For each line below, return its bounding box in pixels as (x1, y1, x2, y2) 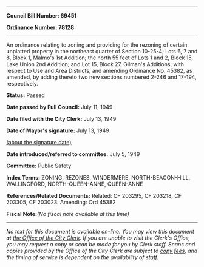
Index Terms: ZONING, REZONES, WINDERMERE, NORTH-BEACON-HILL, (6, 174, 191, 181)
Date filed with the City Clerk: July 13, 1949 (6, 115, 117, 122)
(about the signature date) (6, 139, 72, 146)
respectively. (6, 80, 38, 87)
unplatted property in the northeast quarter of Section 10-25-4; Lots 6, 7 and (6, 48, 198, 55)
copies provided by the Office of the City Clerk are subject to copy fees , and (6, 247, 198, 254)
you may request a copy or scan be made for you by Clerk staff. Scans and (6, 241, 195, 248)
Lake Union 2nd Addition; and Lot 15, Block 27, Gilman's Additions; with (6, 61, 184, 67)
